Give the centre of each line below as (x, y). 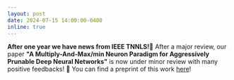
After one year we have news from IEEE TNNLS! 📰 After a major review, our (117, 47)
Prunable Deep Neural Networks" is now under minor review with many (112, 62)
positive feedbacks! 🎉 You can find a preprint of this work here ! (99, 69)
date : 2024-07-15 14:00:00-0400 (55, 20)
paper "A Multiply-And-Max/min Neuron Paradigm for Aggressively (109, 54)
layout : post (27, 14)
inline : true (27, 27)
